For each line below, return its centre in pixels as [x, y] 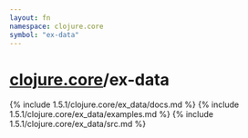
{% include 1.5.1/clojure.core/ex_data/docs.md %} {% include [124, 104]
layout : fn [30, 18]
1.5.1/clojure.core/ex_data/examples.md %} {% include [112, 114]
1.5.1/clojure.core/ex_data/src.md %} [78, 124]
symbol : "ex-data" [44, 34]
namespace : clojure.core [57, 26]
